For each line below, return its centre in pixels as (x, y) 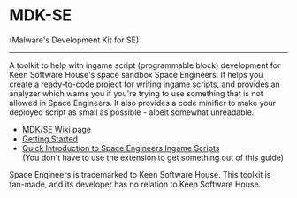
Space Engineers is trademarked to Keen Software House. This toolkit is (140, 174)
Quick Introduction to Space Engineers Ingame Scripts (121, 148)
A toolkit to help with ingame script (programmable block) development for (145, 65)
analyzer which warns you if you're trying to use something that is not (136, 93)
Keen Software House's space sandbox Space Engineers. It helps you (136, 74)
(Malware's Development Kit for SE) (74, 40)
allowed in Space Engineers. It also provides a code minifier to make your (143, 103)
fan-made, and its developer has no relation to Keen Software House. (135, 184)
